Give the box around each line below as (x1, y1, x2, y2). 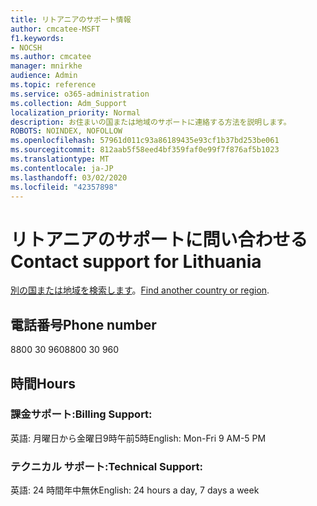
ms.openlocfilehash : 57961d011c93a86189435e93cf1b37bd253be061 (10, 136, 280, 146)
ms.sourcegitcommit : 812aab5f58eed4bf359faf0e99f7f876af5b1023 (10, 145, 280, 155)
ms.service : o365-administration (10, 89, 150, 99)
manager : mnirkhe (10, 61, 83, 71)
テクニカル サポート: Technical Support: (10, 459, 203, 473)
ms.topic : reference (10, 80, 97, 90)
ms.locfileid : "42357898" (10, 182, 118, 192)
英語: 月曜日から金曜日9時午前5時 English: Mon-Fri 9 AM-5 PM (10, 432, 267, 444)
